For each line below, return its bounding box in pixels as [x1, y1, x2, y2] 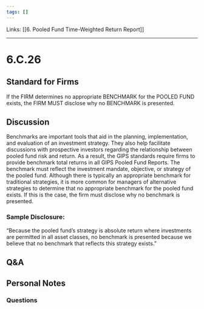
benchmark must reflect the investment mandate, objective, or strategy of [6, 165, 191, 173]
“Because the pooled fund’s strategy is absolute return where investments [6, 226, 192, 234]
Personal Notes [6, 278, 66, 288]
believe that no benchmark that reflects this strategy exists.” [6, 240, 157, 247]
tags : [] [6, 9, 29, 15]
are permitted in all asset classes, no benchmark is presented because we [6, 233, 192, 240]
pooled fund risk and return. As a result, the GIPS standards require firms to [6, 153, 195, 160]
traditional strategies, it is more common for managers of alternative [6, 178, 177, 186]
